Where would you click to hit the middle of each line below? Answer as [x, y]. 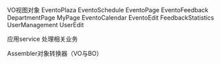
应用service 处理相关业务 [43, 39]
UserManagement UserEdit [46, 25]
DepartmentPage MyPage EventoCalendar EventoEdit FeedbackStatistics [110, 18]
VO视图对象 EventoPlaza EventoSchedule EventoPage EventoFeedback [108, 10]
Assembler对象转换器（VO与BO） [55, 53]
